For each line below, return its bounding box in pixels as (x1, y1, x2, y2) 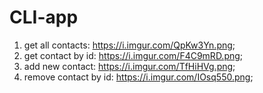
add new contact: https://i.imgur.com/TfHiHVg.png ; (23, 60, 236, 72)
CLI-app (9, 6, 79, 29)
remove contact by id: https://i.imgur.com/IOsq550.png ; (23, 71, 254, 83)
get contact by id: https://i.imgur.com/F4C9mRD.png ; (23, 49, 244, 61)
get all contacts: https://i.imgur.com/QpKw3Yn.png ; (23, 39, 236, 51)
